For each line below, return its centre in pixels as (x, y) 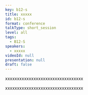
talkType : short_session (31, 28)
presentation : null (25, 60)
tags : (11, 37)
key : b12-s (16, 10)
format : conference (25, 23)
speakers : (15, 46)
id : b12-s (15, 19)
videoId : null (20, 55)
